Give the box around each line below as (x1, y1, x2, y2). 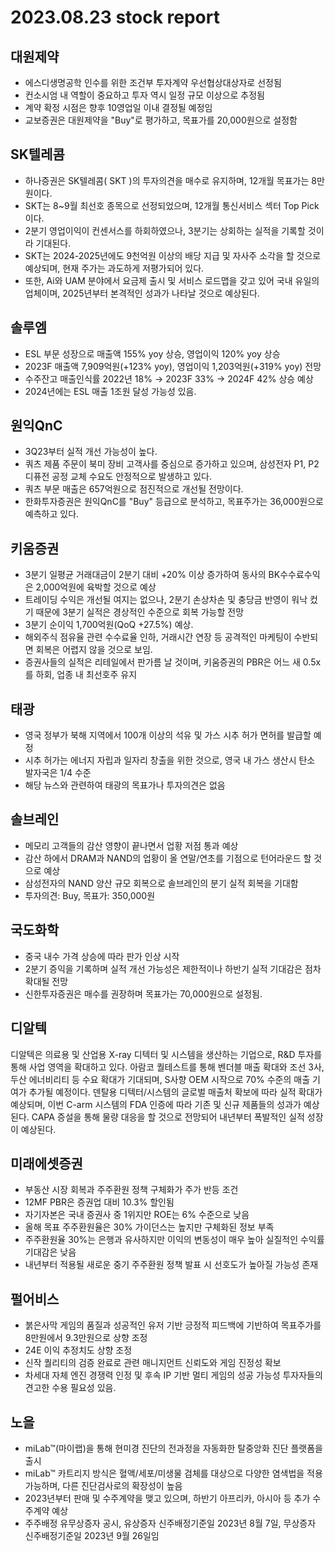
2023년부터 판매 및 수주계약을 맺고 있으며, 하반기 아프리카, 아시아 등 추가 (24, 1492, 311, 1504)
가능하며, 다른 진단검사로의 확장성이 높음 (24, 1479, 183, 1491)
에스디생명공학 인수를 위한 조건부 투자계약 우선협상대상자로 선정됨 (24, 77, 282, 88)
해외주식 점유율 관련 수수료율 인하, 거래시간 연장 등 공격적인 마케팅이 (24, 631, 292, 643)
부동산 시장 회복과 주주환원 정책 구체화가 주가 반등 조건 (24, 1184, 239, 1196)
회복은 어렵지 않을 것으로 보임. (35, 644, 153, 656)
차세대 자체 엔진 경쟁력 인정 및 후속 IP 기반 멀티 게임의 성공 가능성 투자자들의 (24, 1369, 323, 1381)
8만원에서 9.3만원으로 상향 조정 (24, 1332, 148, 1344)
